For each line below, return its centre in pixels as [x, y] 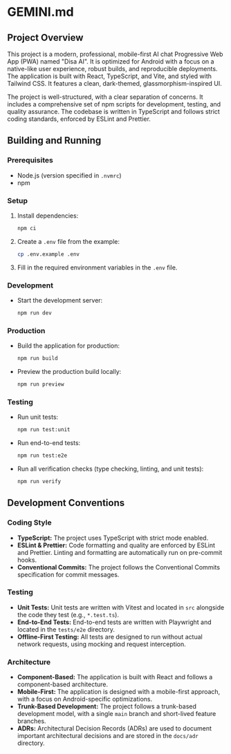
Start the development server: [60, 301]
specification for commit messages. [68, 574]
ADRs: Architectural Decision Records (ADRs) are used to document [114, 728]
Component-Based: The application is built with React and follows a [115, 677]
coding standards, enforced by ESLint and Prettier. [79, 119]
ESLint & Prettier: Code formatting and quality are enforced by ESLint [116, 545]
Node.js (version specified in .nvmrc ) [70, 175]
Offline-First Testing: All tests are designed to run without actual [110, 637]
